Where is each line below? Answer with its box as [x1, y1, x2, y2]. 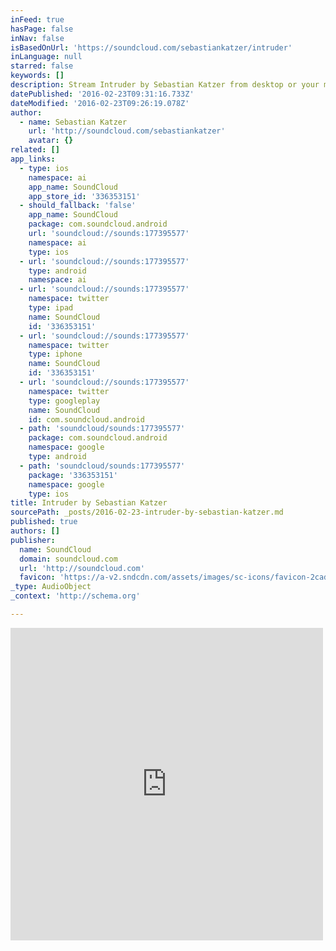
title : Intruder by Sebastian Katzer [10, 498, 168, 508]
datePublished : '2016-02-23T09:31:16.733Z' [10, 89, 195, 99]
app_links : [10, 154, 56, 164]
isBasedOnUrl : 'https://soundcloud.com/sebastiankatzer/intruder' [10, 42, 293, 53]
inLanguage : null [10, 52, 83, 62]
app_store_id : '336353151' [28, 191, 141, 201]
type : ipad [28, 303, 74, 313]
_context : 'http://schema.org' [10, 591, 141, 601]
